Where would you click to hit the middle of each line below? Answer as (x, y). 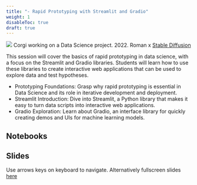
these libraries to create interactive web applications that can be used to (94, 69)
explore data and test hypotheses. (47, 75)
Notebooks (27, 136)
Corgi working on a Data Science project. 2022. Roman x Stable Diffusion (102, 45)
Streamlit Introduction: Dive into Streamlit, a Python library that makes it (101, 99)
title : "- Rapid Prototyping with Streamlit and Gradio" (77, 11)
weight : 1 (18, 17)
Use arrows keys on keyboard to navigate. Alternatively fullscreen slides (94, 170)
